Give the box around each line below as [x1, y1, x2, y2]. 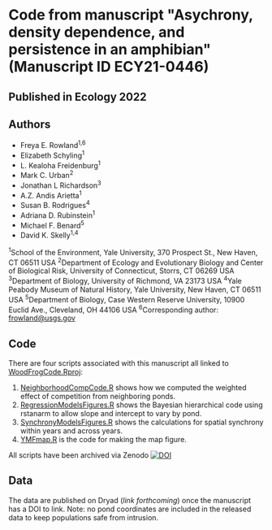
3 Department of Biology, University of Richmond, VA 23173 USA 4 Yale [8, 275, 242, 285]
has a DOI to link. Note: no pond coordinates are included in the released [8, 504, 252, 514]
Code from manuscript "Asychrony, [8, 6, 253, 24]
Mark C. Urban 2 [19, 169, 74, 180]
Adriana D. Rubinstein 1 [19, 209, 96, 220]
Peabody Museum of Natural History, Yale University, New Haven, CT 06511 [8, 285, 261, 294]
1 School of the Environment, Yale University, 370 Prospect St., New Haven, [8, 245, 258, 257]
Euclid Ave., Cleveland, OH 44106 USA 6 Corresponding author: [8, 303, 219, 315]
